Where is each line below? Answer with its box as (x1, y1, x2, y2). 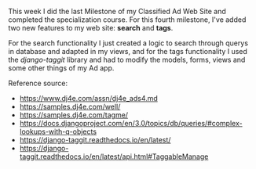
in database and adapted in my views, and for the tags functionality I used (8, 47, 247, 56)
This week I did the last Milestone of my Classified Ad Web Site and (8, 7, 226, 16)
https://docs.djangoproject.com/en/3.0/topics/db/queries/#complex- (19, 119, 243, 128)
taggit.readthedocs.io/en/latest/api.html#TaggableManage (19, 152, 209, 161)
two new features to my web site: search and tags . (8, 23, 174, 32)
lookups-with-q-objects (19, 127, 97, 136)
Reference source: (8, 78, 68, 88)
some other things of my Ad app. (8, 63, 115, 73)
